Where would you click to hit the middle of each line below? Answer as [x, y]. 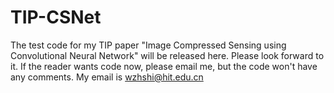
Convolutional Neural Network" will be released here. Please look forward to [167, 55]
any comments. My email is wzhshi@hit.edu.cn [107, 77]
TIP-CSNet [56, 17]
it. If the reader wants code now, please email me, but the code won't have [164, 66]
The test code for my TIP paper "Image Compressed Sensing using [148, 45]
